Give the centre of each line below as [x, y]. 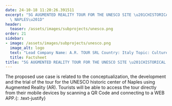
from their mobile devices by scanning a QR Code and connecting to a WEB [85, 93]
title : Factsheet [28, 57]
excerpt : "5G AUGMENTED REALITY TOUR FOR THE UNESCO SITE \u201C [76, 15]
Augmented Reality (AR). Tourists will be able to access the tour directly [81, 88]
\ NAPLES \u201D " [27, 19]
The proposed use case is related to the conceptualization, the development [86, 76]
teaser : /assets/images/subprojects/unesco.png [62, 29]
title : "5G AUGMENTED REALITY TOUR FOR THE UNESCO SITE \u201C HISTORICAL [86, 62]
